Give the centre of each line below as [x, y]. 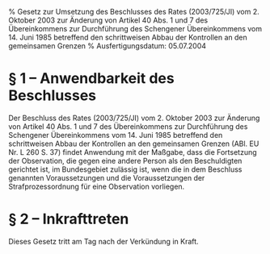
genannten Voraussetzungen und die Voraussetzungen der [107, 177]
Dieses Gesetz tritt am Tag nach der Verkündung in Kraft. [104, 241]
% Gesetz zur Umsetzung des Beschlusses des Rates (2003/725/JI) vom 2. [134, 12]
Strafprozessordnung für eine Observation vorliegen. [97, 186]
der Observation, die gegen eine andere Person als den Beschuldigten [125, 160]
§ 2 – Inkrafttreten [69, 219]
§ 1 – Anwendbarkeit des [92, 79]
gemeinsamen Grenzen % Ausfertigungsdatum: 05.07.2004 [108, 46]
